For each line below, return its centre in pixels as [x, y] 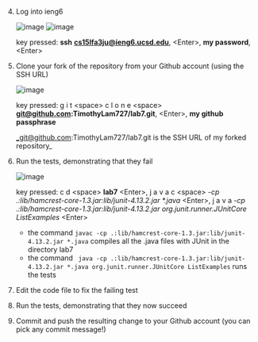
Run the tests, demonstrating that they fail [84, 161]
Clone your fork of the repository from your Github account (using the [130, 66]
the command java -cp [67, 258]
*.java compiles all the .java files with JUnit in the [148, 241]
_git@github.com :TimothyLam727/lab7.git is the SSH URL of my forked [131, 137]
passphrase [36, 122]
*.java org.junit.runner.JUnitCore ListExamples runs [157, 266]
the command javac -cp [67, 232]
